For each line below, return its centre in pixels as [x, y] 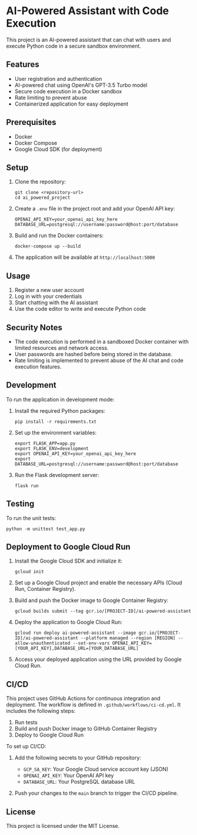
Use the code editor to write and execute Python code [80, 309]
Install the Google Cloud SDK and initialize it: [68, 561]
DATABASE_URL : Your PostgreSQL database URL [79, 782]
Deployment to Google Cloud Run [68, 547]
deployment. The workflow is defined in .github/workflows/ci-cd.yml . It [94, 705]
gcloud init [29, 572]
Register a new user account [49, 290]
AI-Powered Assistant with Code [88, 11]
